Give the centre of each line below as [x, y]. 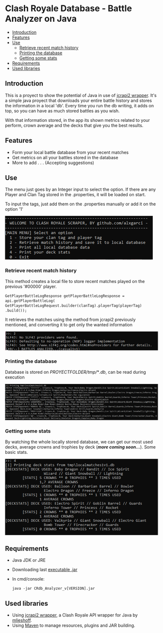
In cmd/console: [28, 579]
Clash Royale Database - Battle [69, 8]
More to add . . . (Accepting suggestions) [53, 163]
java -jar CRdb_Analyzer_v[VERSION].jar [53, 589]
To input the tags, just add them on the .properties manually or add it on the [81, 204]
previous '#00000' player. [31, 286]
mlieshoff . [22, 620]
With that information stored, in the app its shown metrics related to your [78, 120]
